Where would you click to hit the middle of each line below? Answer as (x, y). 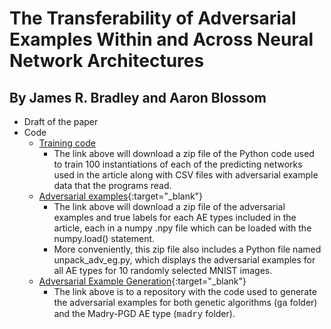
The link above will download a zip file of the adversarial (169, 206)
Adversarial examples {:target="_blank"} (121, 196)
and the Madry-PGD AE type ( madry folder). (144, 314)
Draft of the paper (61, 121)
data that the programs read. (112, 185)
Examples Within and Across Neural (161, 39)
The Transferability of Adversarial (153, 18)
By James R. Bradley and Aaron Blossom (138, 97)
